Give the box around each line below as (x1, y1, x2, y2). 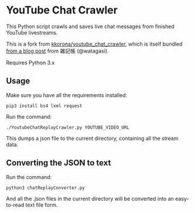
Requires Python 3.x (6, 59, 55, 66)
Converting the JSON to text (6, 158, 111, 168)
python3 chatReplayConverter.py (6, 185, 85, 191)
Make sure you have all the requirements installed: (6, 91, 128, 98)
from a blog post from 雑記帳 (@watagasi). (6, 47, 109, 54)
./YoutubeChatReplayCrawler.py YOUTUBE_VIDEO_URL (6, 124, 130, 130)
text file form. (25, 201, 58, 208)
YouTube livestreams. (6, 29, 58, 36)
